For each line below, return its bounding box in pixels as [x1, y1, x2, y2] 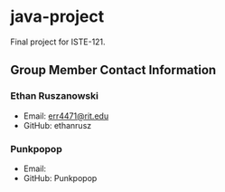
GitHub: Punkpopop [23, 172, 98, 183]
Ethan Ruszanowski [10, 90, 98, 102]
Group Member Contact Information [10, 62, 217, 78]
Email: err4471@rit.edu [23, 110, 109, 121]
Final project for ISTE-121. [10, 36, 107, 47]
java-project [10, 6, 105, 27]
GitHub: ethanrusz [23, 120, 92, 130]
